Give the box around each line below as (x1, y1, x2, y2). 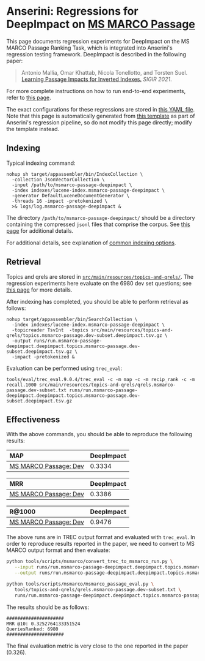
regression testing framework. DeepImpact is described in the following (6, 50, 187, 58)
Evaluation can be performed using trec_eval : (6, 364, 123, 372)
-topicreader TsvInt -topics (12, 327, 88, 333)
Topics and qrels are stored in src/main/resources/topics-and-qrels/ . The (6, 273, 194, 280)
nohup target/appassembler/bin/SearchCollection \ (6, 316, 138, 322)
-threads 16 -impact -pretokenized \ (12, 198, 108, 204)
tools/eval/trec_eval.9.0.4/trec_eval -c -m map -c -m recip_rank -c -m (6, 376, 195, 382)
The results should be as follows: (6, 603, 90, 611)
